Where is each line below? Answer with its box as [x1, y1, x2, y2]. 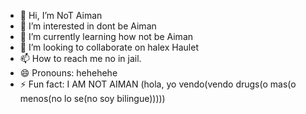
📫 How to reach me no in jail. [19, 53, 142, 64]
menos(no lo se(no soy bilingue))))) [19, 93, 166, 104]
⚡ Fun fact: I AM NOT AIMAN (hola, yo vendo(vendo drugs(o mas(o [19, 78, 297, 90]
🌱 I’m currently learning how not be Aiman [19, 31, 194, 42]
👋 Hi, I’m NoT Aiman [19, 10, 103, 21]
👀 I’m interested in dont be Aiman [19, 20, 157, 32]
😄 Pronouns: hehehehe [19, 67, 118, 79]
